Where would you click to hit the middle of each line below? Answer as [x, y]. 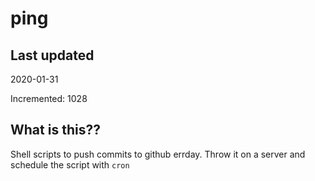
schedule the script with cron [70, 164]
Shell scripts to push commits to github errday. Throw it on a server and [158, 154]
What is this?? [55, 130]
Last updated [52, 55]
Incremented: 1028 [49, 98]
